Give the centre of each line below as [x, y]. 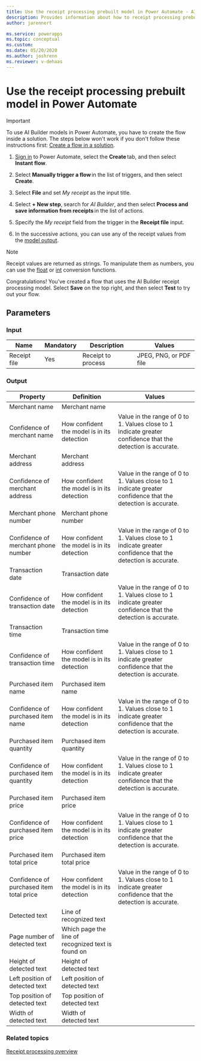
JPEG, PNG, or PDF [164, 355]
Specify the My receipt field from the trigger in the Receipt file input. [99, 222]
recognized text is [86, 944]
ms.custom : [20, 45]
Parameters [28, 313]
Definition [87, 396]
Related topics [28, 1038]
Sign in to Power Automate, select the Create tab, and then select [95, 156]
